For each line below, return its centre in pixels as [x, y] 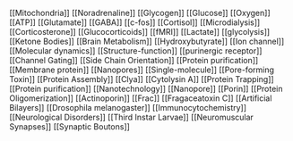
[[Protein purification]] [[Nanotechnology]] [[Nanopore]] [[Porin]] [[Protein [146, 89]
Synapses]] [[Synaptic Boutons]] [69, 127]
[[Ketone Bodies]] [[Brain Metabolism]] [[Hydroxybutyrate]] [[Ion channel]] [147, 41]
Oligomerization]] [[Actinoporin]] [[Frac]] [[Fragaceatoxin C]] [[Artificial [141, 98]
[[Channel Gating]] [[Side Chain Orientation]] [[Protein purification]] [134, 60]
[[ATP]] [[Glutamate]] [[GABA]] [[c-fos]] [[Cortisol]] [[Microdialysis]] [135, 22]
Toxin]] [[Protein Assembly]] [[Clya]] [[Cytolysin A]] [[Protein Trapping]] [142, 79]
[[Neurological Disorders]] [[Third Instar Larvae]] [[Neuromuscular [131, 117]
